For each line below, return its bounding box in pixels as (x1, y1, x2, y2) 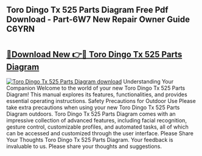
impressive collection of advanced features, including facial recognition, (6, 117, 187, 124)
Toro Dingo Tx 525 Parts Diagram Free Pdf (6, 5, 169, 15)
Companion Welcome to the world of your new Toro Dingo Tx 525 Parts (6, 85, 186, 91)
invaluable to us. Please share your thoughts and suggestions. (6, 143, 162, 150)
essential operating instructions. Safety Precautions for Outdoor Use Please (6, 97, 196, 104)
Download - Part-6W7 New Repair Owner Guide (6, 15, 190, 25)
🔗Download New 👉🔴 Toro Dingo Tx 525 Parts (6, 49, 183, 60)
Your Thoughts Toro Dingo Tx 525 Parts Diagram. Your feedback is (6, 136, 173, 143)
